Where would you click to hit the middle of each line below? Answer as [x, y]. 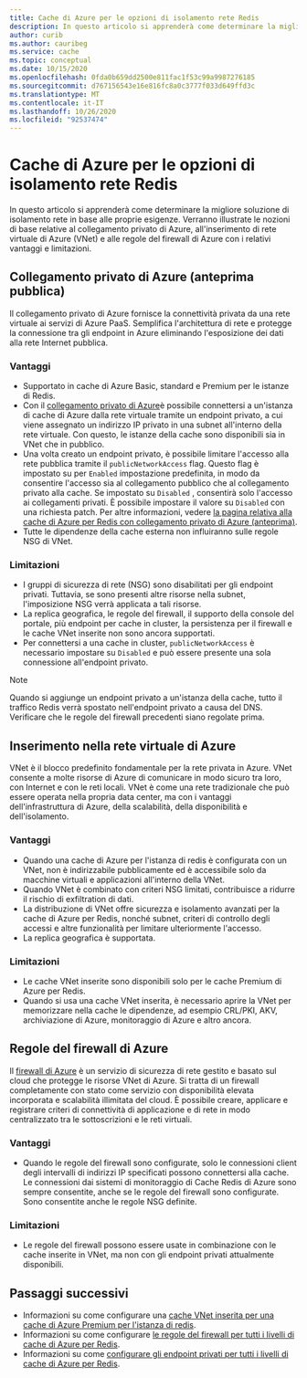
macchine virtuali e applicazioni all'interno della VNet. [124, 879]
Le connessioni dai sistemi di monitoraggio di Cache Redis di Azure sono [159, 1182]
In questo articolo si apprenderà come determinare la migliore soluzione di [149, 210]
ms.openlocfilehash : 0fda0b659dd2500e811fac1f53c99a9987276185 [132, 78]
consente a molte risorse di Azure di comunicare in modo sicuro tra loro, [145, 778]
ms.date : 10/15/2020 [49, 69]
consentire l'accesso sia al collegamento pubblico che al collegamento [156, 483]
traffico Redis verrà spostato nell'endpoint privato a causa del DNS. [136, 708]
